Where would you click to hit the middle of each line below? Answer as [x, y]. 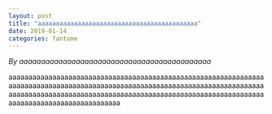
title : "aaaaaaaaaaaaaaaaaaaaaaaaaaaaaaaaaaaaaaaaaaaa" [105, 23]
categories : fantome [43, 38]
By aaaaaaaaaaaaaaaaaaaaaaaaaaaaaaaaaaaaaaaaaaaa [110, 61]
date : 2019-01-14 [38, 31]
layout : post [30, 16]
